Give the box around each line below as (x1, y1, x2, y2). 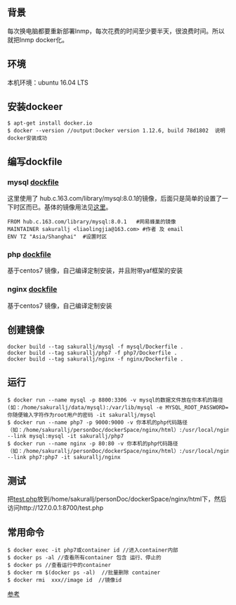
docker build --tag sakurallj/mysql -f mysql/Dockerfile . (7, 343, 184, 350)
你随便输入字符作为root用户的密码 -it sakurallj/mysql (7, 411, 157, 419)
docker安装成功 (7, 135, 48, 142)
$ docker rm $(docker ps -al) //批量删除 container (7, 569, 161, 576)
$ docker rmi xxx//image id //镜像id (7, 576, 122, 583)
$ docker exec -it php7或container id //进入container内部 (7, 547, 178, 554)
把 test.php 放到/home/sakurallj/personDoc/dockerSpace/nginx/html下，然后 (7, 495, 227, 504)
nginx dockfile (7, 285, 58, 294)
